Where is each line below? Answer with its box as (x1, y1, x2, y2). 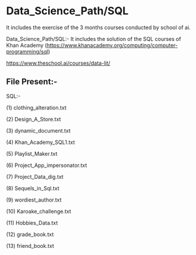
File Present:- (6, 77, 58, 87)
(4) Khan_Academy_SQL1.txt (6, 138, 75, 146)
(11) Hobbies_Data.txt (6, 219, 58, 226)
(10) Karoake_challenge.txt (6, 207, 71, 215)
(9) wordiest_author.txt (6, 196, 62, 203)
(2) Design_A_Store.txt (6, 115, 61, 122)
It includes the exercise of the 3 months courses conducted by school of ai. (6, 24, 191, 31)
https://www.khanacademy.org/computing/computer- (46, 42, 178, 49)
